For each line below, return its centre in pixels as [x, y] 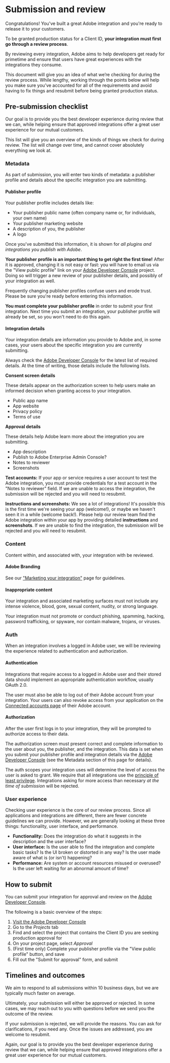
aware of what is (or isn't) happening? [52, 858]
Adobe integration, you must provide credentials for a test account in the [81, 483]
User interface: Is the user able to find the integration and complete [83, 847]
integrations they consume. [34, 65]
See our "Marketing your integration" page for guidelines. [65, 578]
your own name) [30, 218]
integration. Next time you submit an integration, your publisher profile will [83, 311]
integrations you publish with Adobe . [44, 249]
